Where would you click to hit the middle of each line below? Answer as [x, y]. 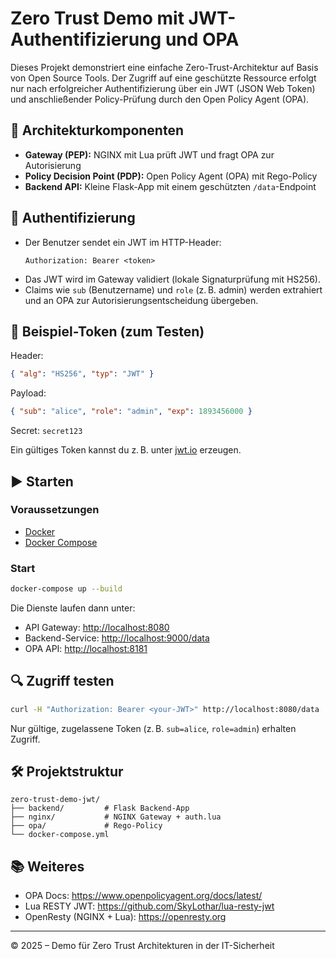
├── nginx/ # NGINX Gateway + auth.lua [116, 817]
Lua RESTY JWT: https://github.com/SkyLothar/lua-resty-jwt [149, 906]
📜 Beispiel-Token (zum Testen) [107, 331]
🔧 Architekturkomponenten [97, 130]
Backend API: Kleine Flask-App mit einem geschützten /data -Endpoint [170, 186]
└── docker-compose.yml [60, 835]
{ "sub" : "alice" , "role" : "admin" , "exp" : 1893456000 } [131, 412]
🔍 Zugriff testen [62, 681]
